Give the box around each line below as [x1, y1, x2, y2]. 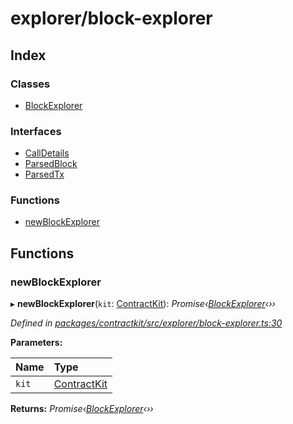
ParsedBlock [24, 158, 78, 170]
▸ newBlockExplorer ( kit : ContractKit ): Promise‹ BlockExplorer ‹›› [10, 298, 276, 310]
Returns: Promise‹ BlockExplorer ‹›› [10, 403, 154, 415]
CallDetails [24, 147, 70, 159]
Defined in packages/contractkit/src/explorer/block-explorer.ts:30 [10, 317, 283, 329]
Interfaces [10, 124, 62, 138]
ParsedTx [24, 168, 65, 181]
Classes [10, 77, 51, 91]
